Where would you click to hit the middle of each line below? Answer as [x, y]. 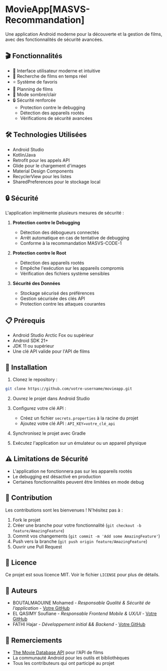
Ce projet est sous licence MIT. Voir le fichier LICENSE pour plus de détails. [82, 575]
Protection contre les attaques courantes [62, 304]
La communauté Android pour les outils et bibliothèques [71, 658]
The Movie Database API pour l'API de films [58, 652]
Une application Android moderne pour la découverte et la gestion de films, [84, 34]
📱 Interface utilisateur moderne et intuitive [56, 71]
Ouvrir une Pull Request [37, 547]
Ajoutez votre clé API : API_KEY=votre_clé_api [68, 423]
